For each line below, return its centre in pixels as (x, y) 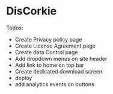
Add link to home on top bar (49, 65)
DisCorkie (32, 11)
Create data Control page (46, 52)
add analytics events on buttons (54, 84)
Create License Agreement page (55, 46)
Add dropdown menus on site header (61, 58)
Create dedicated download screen (59, 71)
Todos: (15, 28)
